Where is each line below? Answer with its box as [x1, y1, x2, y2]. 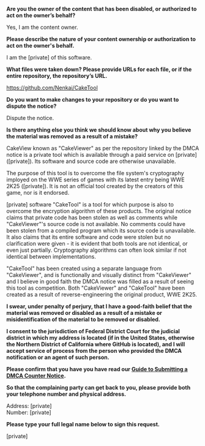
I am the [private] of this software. [6, 54, 92, 61]
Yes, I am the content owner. [6, 24, 78, 31]
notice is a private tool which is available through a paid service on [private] [6, 151, 197, 158]
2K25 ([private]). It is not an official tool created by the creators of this [6, 183, 183, 189]
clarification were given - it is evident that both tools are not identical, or [6, 240, 188, 247]
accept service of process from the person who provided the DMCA [6, 347, 182, 354]
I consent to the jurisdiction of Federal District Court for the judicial [6, 328, 181, 334]
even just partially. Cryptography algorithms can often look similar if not [6, 246, 187, 254]
